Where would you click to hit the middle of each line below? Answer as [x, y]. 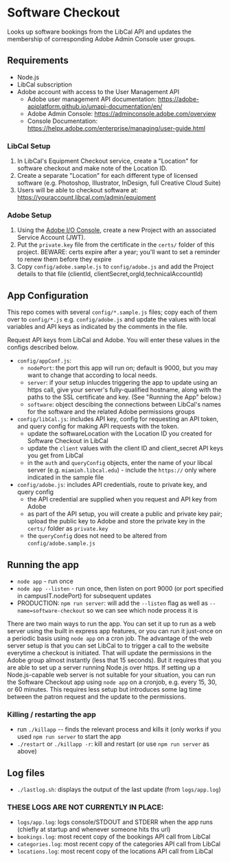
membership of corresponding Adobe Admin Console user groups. [102, 38]
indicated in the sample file [66, 477]
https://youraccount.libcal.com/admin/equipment [87, 198]
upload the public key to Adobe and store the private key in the [116, 521]
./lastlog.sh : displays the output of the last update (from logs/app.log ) [119, 790]
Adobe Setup [30, 215]
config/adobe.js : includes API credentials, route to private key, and [112, 485]
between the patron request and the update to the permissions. [97, 696]
